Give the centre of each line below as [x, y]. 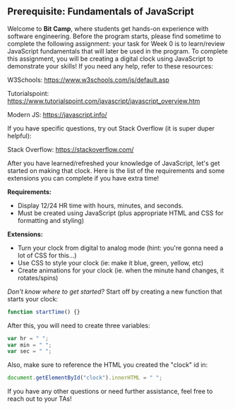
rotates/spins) [38, 277]
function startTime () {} [44, 312]
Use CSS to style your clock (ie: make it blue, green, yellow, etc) [110, 263]
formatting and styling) [51, 220]
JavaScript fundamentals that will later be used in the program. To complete [117, 51]
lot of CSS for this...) [47, 255]
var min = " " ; [30, 345]
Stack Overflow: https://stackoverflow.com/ [71, 149]
